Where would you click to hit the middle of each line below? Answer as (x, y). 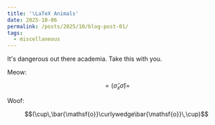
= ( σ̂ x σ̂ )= (118, 86)
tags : (15, 33)
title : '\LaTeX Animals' (43, 13)
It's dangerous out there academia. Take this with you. (85, 59)
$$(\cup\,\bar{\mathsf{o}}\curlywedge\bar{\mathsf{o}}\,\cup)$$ (117, 114)
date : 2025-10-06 (32, 20)
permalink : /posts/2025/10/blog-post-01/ (68, 26)
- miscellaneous (37, 39)
